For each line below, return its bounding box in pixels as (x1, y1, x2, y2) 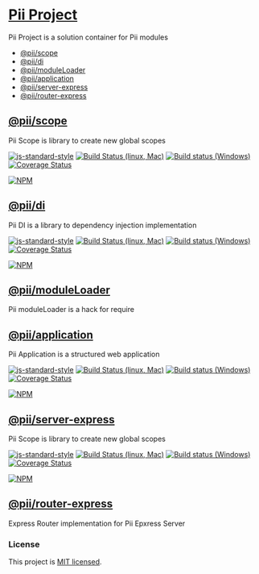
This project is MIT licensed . (8, 557, 102, 567)
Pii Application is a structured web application (8, 349, 160, 360)
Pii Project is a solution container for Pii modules (8, 32, 169, 42)
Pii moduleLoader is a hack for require (8, 305, 135, 314)
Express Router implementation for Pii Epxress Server (8, 518, 186, 528)
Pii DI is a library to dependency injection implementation (8, 220, 197, 230)
